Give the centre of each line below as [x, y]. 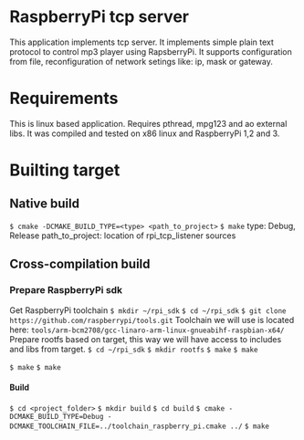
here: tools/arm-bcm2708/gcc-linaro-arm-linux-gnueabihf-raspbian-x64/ [147, 330]
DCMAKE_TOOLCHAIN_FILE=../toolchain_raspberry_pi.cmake [118, 426]
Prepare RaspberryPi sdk [66, 290]
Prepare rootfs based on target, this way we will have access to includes [146, 339]
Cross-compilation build [80, 264]
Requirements [64, 99]
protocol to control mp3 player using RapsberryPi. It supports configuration [151, 51]
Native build [45, 204]
